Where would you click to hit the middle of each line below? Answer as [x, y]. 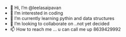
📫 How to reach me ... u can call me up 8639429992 [65, 29]
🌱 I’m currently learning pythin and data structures [62, 18]
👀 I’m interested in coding [37, 13]
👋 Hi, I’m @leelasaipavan [36, 8]
